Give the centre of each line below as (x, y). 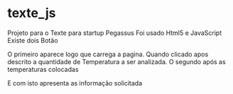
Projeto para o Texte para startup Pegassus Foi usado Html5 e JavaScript (115, 33)
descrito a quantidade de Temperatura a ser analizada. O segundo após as (116, 61)
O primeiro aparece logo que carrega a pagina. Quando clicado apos (108, 54)
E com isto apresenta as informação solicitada (75, 83)
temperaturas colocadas (43, 69)
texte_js (32, 13)
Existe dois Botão (33, 40)
